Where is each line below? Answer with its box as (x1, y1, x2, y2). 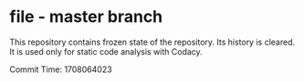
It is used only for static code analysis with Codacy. (9, 46, 203, 56)
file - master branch (9, 6, 163, 27)
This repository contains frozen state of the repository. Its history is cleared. (9, 36, 295, 47)
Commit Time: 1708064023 (9, 64, 112, 75)
